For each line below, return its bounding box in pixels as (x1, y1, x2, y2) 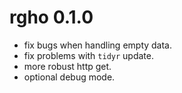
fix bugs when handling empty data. (23, 39, 173, 51)
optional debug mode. (23, 71, 116, 83)
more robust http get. (23, 60, 112, 72)
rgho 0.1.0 (9, 6, 94, 29)
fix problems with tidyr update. (23, 49, 154, 61)
